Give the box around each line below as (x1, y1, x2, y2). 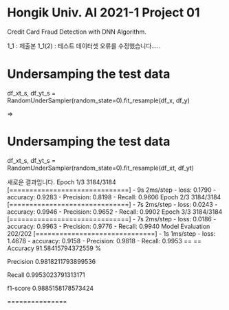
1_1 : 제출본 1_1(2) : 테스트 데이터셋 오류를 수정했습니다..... (7, 41, 160, 49)
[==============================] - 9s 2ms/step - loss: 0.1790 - (7, 186, 217, 194)
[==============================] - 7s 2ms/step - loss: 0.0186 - (7, 214, 217, 223)
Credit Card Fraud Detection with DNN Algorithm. (7, 27, 146, 36)
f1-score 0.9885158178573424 (7, 284, 94, 292)
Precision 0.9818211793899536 (7, 257, 96, 265)
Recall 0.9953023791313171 (7, 270, 85, 279)
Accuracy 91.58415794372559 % (7, 244, 102, 252)
